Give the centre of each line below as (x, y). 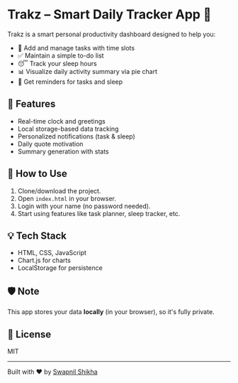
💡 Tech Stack (37, 236)
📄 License (29, 334)
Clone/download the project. (59, 190)
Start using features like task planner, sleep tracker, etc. (99, 213)
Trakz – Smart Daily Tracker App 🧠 (109, 15)
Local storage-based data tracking (68, 129)
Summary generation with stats (63, 151)
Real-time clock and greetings (62, 121)
